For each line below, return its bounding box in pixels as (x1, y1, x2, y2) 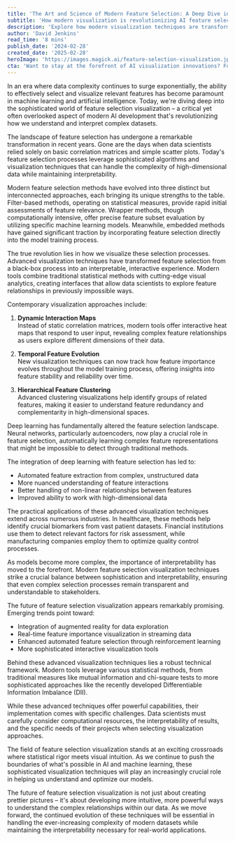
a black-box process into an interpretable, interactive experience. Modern (7, 264, 220, 272)
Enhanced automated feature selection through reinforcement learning (17, 637, 221, 645)
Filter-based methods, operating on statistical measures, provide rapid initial (7, 198, 227, 207)
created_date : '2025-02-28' (7, 50, 90, 57)
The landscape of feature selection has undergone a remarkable (7, 133, 193, 141)
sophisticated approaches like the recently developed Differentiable (7, 680, 203, 689)
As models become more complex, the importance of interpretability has (7, 558, 216, 566)
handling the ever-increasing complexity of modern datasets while (7, 818, 199, 826)
